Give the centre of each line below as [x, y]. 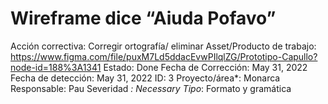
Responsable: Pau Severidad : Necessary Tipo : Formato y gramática [151, 88]
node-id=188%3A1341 [56, 67]
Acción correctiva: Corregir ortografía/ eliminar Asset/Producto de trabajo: [163, 46]
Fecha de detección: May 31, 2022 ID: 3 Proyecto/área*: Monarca [145, 78]
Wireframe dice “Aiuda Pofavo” [143, 18]
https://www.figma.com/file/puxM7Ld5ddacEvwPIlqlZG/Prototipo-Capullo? [164, 56]
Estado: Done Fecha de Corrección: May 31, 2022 [205, 67]
